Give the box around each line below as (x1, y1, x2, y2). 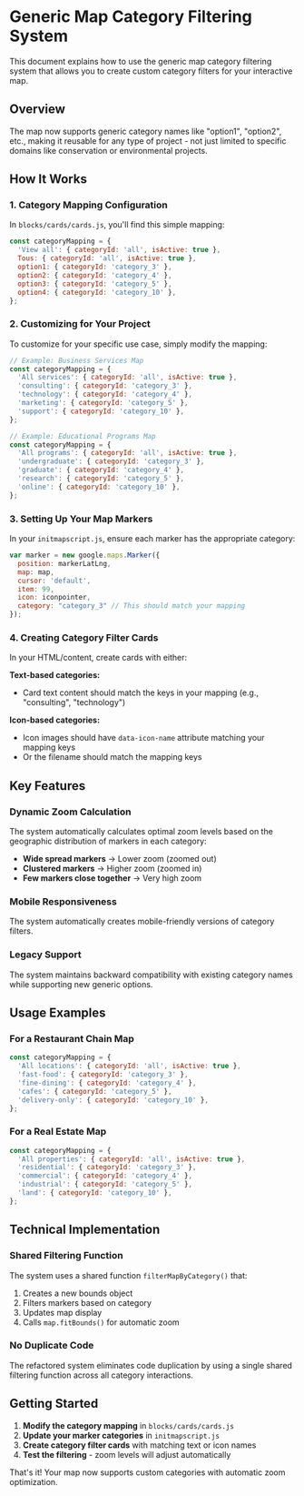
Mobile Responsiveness (9, 895, 118, 907)
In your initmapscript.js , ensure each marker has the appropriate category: (9, 533, 296, 544)
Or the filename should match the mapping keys (22, 752, 202, 763)
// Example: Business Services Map (9, 356, 144, 365)
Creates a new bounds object (22, 1288, 133, 1299)
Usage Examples (9, 1006, 106, 1020)
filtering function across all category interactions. (9, 1370, 193, 1380)
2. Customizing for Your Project (9, 318, 152, 330)
